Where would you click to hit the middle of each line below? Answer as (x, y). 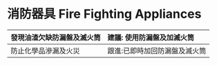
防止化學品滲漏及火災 (46, 51)
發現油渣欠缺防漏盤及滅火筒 (56, 37)
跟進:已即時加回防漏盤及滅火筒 (157, 51)
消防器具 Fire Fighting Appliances (104, 14)
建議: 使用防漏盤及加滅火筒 (151, 37)
